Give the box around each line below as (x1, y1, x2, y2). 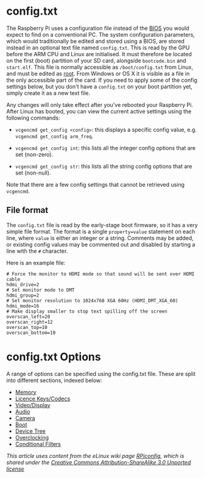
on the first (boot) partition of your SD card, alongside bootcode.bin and (6, 57, 187, 64)
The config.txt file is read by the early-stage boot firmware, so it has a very (6, 221, 198, 228)
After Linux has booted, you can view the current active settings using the (6, 107, 192, 115)
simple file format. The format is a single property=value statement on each (6, 228, 195, 235)
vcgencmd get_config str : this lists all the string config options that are (15, 162, 193, 170)
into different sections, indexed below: (6, 377, 102, 384)
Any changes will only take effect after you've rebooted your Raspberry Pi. (6, 101, 194, 108)
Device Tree (15, 427, 46, 435)
